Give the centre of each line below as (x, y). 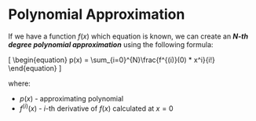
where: (20, 83)
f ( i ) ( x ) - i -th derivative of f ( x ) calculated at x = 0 (97, 108)
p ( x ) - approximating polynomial (71, 98)
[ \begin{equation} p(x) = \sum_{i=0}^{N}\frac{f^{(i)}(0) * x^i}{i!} (112, 60)
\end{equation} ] (35, 68)
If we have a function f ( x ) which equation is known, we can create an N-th (128, 36)
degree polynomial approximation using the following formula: (111, 44)
